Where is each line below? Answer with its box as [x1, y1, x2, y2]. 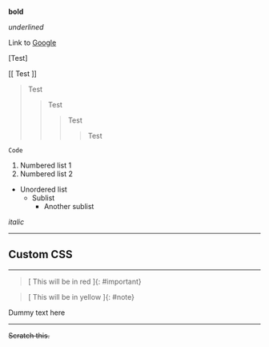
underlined [8, 22, 44, 31]
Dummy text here [8, 308, 66, 317]
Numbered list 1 [19, 160, 72, 170]
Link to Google [8, 38, 57, 47]
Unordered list [19, 184, 68, 194]
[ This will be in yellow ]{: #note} [27, 292, 134, 301]
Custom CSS [8, 248, 73, 261]
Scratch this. [8, 330, 50, 340]
